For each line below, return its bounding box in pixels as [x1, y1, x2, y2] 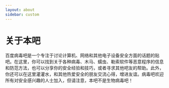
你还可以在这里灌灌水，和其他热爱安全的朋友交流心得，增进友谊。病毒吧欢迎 [5, 71, 164, 77]
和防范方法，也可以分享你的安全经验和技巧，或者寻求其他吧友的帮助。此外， [5, 65, 164, 71]
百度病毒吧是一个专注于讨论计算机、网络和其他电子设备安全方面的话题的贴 [5, 52, 159, 58]
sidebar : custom [5, 12, 39, 17]
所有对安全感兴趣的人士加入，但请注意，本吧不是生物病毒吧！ [5, 77, 133, 83]
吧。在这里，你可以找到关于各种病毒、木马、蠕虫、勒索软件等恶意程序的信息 [5, 58, 164, 65]
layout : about [5, 7, 35, 12]
